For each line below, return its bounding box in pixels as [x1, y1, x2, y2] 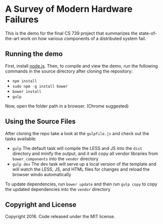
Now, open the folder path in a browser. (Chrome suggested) [5, 103, 129, 109]
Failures [5, 14, 39, 25]
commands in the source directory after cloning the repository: [5, 68, 133, 74]
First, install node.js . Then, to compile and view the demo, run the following [5, 63, 158, 69]
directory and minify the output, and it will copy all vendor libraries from [12, 150, 158, 156]
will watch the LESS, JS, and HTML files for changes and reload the [12, 166, 150, 172]
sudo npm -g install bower [12, 84, 68, 89]
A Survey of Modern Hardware [5, 3, 133, 15]
